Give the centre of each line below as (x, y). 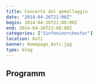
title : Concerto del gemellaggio (47, 11)
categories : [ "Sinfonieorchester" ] (50, 33)
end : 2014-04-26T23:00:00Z (39, 28)
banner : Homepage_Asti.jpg (39, 45)
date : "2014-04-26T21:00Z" (39, 17)
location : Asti (25, 39)
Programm (26, 74)
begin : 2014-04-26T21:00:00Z (42, 22)
